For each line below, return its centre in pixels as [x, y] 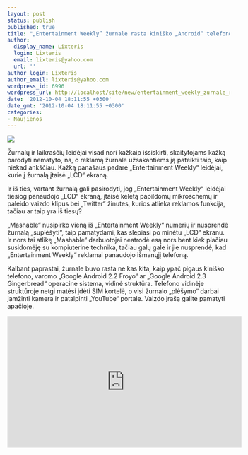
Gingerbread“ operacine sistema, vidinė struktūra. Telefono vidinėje [106, 283]
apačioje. [20, 306]
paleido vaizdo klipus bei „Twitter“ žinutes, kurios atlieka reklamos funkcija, [117, 203]
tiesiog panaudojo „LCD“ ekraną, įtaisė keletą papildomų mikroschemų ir [112, 196]
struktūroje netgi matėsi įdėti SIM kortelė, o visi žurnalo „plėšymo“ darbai [113, 291]
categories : [25, 112]
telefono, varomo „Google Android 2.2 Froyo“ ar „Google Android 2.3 [107, 276]
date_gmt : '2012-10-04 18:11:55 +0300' [66, 106]
